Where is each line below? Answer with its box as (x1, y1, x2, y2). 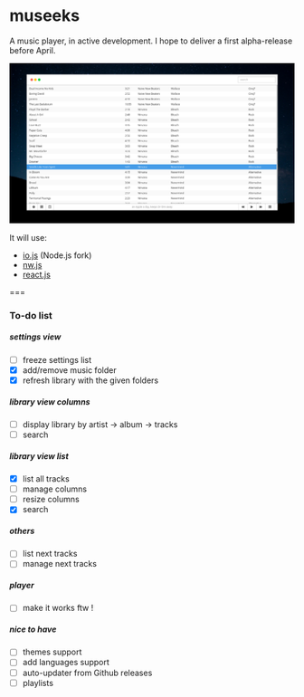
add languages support (22, 657, 110, 668)
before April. (9, 44, 56, 55)
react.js (22, 269, 52, 280)
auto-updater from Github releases (22, 667, 153, 678)
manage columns (22, 483, 88, 494)
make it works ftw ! (22, 603, 94, 614)
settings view (9, 331, 62, 342)
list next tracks (22, 549, 78, 559)
